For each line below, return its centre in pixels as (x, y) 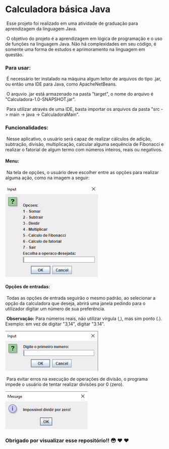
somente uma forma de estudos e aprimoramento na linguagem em (75, 49)
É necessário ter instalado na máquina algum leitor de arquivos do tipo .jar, (84, 79)
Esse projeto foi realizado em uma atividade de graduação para (72, 23)
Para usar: (18, 68)
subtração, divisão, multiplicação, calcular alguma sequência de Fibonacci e (84, 144)
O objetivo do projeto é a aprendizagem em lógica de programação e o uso (84, 38)
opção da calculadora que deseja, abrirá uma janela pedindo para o (75, 303)
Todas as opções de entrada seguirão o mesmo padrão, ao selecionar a (81, 298)
